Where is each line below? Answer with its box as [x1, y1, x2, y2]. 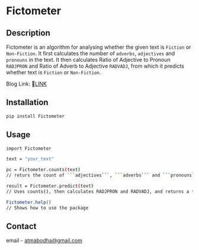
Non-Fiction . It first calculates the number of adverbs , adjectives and [6, 50, 175, 57]
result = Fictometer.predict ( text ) [6, 183, 94, 189]
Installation [6, 97, 49, 107]
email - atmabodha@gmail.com [6, 237, 83, 244]
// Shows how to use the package [6, 205, 89, 211]
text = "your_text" [6, 156, 54, 162]
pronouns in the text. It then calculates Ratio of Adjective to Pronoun [6, 56, 171, 63]
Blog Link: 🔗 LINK [6, 80, 47, 87]
